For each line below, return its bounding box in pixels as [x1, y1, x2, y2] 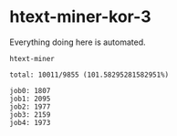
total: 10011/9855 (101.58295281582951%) [9, 70, 170, 79]
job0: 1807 [9, 86, 51, 95]
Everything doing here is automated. [9, 37, 146, 47]
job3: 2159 [9, 110, 51, 120]
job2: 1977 [9, 102, 51, 111]
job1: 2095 [9, 94, 51, 103]
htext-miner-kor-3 [9, 6, 151, 27]
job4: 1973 [9, 118, 51, 127]
